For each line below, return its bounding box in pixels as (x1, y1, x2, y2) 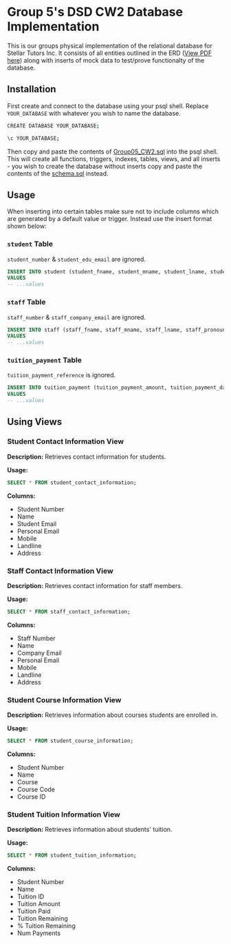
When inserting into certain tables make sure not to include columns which (7, 207, 219, 216)
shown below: (7, 222, 47, 231)
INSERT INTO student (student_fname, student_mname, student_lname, (7, 268, 208, 275)
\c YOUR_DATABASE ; (7, 135, 60, 142)
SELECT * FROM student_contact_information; (7, 479, 137, 486)
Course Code (16, 785, 55, 793)
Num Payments (16, 929, 60, 937)
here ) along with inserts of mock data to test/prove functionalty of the (7, 56, 205, 64)
